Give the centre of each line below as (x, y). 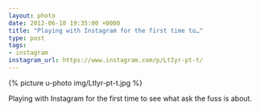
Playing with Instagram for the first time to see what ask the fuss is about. (130, 98)
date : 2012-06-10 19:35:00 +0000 (64, 23)
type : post (27, 38)
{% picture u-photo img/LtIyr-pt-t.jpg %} (76, 83)
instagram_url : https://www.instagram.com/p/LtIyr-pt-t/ (106, 61)
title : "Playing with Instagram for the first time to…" (106, 30)
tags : (17, 46)
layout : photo (32, 16)
